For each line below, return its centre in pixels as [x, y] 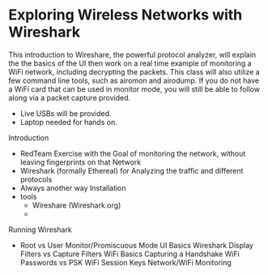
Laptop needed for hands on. [68, 122]
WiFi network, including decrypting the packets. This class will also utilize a [134, 71]
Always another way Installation [73, 187]
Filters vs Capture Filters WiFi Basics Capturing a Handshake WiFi [130, 254]
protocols [36, 179]
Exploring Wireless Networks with [125, 15]
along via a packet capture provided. [70, 97]
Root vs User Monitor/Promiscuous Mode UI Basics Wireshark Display [136, 245]
